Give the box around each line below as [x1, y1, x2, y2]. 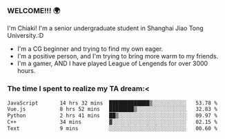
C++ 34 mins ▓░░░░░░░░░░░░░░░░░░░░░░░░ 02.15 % [7, 119, 217, 126]
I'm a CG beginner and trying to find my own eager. [17, 45, 164, 53]
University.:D [7, 32, 44, 40]
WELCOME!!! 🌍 [7, 6, 61, 15]
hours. [17, 67, 36, 75]
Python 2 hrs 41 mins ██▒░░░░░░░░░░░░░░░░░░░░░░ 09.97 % [7, 112, 217, 119]
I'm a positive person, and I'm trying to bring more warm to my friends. [17, 52, 219, 61]
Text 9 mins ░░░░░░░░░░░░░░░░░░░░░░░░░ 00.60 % [7, 125, 217, 132]
